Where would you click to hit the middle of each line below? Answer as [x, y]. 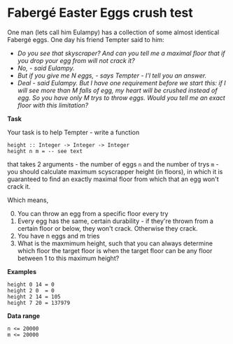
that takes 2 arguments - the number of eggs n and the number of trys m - [113, 164]
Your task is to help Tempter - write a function [73, 132]
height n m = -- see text [45, 151]
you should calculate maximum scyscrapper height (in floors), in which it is [115, 171]
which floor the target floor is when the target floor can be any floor [115, 250]
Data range [24, 315]
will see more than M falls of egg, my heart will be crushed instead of [118, 90]
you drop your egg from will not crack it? [76, 60]
